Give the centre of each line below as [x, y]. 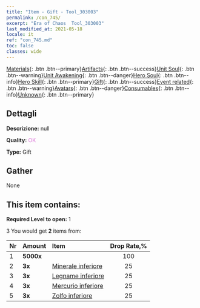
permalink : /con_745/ [34, 18]
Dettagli [22, 114]
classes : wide [24, 52]
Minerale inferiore [77, 266]
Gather [20, 171]
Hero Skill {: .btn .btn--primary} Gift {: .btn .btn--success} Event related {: [106, 81]
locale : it [20, 35]
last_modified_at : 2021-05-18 [45, 29]
